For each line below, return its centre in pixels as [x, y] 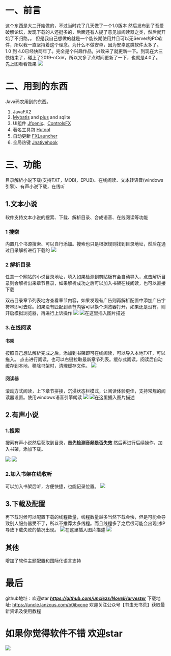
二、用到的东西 [37, 87]
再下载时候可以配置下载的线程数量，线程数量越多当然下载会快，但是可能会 [83, 517]
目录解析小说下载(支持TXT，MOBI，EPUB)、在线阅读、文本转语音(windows [84, 180]
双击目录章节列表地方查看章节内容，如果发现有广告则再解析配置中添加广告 [83, 300]
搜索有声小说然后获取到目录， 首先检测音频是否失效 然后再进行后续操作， [82, 443]
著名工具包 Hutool [32, 129]
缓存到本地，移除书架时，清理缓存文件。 [48, 366]
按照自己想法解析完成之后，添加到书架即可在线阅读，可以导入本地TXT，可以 [85, 353]
